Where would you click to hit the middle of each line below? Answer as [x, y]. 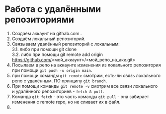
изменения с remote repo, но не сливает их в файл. [66, 102]
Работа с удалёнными [53, 9]
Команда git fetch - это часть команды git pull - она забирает [81, 96]
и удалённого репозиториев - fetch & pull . [58, 91]
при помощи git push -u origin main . [52, 70]
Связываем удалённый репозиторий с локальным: [66, 44]
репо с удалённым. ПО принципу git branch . [59, 81]
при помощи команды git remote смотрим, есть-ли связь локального [86, 75]
